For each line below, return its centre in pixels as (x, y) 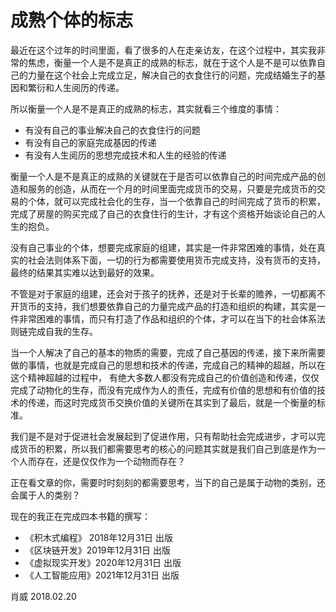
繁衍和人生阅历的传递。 (76, 87)
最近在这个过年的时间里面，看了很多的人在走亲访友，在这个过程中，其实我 (163, 50)
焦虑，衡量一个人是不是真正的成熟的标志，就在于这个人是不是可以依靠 (172, 62)
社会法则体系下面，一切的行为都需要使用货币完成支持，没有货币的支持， (176, 260)
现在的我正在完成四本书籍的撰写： (80, 516)
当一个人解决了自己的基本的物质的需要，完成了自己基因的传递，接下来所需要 (168, 352)
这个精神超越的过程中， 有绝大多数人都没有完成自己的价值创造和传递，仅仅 (165, 377)
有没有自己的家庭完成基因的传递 (90, 142)
